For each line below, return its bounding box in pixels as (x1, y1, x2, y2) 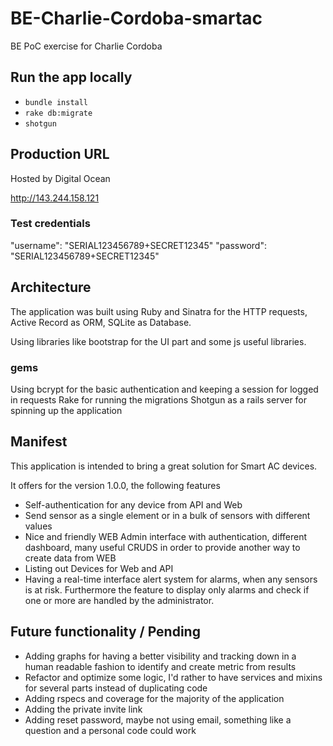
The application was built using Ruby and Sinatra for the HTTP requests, (10, 305, 308, 317)
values (24, 520, 53, 532)
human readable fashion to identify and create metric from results (24, 660, 297, 672)
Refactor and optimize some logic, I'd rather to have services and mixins (24, 671, 323, 683)
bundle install (24, 97, 89, 107)
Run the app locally (10, 69, 133, 86)
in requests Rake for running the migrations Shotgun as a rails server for (10, 393, 308, 406)
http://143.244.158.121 (10, 192, 100, 204)
